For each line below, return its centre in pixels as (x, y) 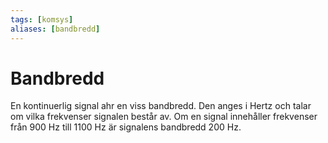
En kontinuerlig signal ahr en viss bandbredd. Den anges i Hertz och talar (161, 106)
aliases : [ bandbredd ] (55, 29)
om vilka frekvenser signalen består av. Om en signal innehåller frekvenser (164, 117)
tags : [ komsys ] (42, 19)
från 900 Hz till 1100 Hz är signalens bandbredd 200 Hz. (126, 127)
